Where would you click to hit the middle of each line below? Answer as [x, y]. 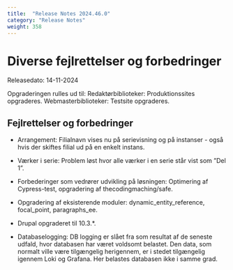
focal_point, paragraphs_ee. [57, 210]
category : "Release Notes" [46, 20]
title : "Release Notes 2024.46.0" [59, 14]
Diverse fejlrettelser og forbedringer [114, 61]
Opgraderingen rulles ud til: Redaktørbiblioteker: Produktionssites [101, 94]
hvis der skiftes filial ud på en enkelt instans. [81, 148]
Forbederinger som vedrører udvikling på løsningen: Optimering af [113, 182]
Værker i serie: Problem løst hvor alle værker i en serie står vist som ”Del [122, 161]
